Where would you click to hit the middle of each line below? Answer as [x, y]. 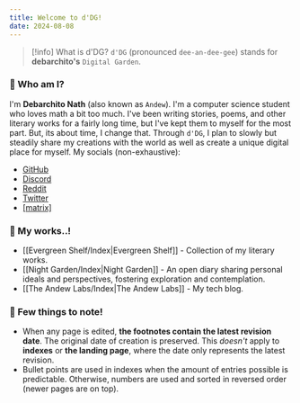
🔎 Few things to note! [56, 312]
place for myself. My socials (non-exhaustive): [95, 152]
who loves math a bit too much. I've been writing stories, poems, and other [148, 113]
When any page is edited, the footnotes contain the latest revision [147, 331]
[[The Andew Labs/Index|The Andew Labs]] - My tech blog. [133, 289]
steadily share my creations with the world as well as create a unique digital [149, 142]
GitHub [35, 169]
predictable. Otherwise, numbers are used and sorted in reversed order [154, 380]
